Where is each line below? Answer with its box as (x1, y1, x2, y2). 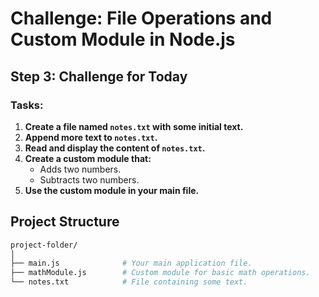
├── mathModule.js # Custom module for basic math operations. (10, 268, 311, 278)
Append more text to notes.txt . (24, 131, 158, 143)
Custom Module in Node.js (10, 28, 236, 51)
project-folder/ (10, 240, 78, 250)
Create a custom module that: (24, 152, 152, 164)
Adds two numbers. (39, 163, 122, 175)
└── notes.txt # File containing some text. (10, 277, 248, 287)
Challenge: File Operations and (10, 7, 273, 30)
